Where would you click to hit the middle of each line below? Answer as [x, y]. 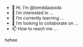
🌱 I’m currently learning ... [38, 18]
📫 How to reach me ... [34, 29]
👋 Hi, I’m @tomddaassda [37, 8]
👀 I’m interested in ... [32, 13]
